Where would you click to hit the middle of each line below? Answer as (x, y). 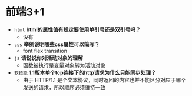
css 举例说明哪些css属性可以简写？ (57, 44)
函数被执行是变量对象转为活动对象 (64, 65)
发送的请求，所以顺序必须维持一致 (64, 87)
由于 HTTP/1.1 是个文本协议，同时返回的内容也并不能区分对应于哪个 (105, 80)
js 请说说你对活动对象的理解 (49, 58)
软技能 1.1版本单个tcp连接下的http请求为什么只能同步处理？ (85, 72)
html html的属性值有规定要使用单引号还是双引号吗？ (77, 29)
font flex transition (45, 51)
